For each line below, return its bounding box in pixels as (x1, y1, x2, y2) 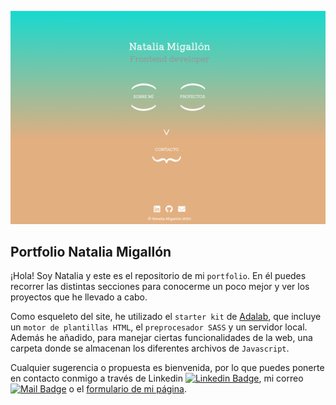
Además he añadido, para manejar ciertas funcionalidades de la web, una (10, 332, 313, 344)
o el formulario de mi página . (68, 383, 187, 395)
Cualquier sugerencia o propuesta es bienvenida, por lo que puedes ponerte (10, 362, 325, 374)
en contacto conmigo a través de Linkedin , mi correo (10, 372, 304, 385)
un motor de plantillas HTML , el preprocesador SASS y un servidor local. (10, 321, 308, 333)
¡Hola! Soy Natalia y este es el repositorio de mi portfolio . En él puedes (10, 270, 307, 282)
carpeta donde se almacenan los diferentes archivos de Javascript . (10, 342, 290, 355)
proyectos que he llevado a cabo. (10, 291, 148, 303)
